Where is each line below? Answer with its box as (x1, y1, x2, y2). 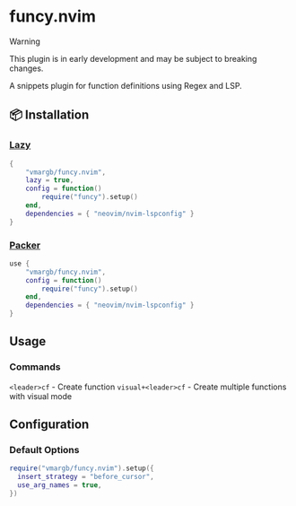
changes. (9, 63, 44, 74)
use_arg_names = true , (17, 481, 102, 490)
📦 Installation (9, 108, 90, 123)
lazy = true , (25, 176, 74, 185)
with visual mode (9, 390, 73, 401)
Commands (9, 361, 61, 373)
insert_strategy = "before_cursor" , (17, 473, 154, 482)
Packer (9, 239, 41, 251)
